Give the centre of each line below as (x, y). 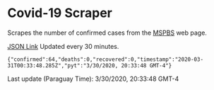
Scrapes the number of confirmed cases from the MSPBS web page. (107, 33)
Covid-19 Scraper (60, 13)
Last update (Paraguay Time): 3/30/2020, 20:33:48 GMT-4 (93, 79)
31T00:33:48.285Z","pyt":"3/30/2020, (63, 65)
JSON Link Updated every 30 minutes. (63, 46)
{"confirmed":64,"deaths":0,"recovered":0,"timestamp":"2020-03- (105, 59)
